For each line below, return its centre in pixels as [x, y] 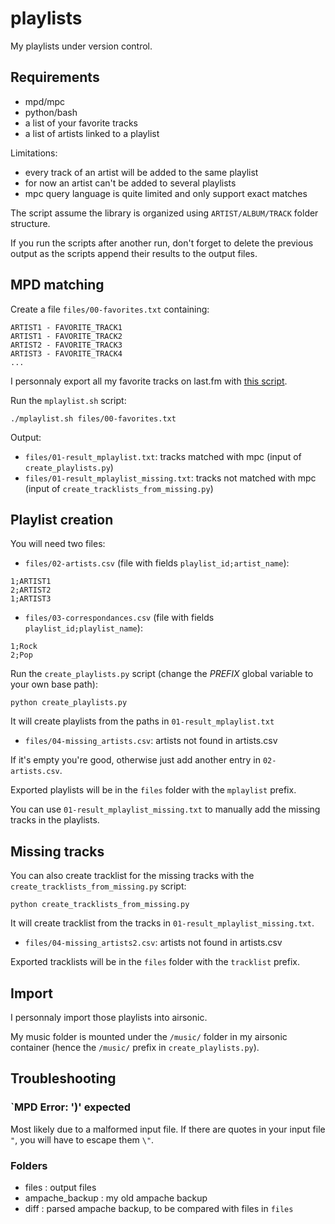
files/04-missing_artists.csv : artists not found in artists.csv [151, 741]
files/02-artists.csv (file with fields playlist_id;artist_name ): [157, 563]
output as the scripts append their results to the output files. [134, 253]
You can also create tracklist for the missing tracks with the [132, 876]
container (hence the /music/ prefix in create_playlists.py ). [135, 1047]
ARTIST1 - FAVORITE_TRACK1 [66, 327]
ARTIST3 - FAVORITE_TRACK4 [66, 353]
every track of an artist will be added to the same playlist [141, 172]
